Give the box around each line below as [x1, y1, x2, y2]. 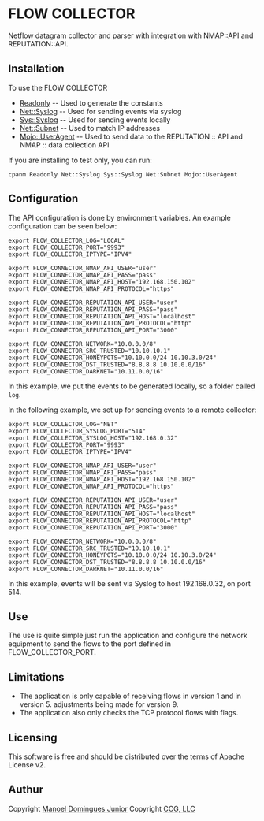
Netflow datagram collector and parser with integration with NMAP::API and [8, 31, 254, 40]
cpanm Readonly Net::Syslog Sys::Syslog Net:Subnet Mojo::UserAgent [8, 170, 238, 178]
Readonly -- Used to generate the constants [19, 98, 163, 107]
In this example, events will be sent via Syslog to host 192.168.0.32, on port [8, 578, 251, 588]
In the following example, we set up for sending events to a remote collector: [8, 405, 257, 414]
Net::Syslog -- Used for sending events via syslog [19, 106, 182, 116]
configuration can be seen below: [8, 221, 117, 231]
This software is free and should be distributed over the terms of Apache [8, 752, 245, 761]
